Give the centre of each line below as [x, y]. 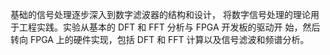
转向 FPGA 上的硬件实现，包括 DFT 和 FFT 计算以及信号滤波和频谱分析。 [160, 39]
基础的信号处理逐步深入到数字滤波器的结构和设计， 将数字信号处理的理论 [160, 14]
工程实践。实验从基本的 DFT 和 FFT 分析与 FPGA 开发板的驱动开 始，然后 [169, 27]
